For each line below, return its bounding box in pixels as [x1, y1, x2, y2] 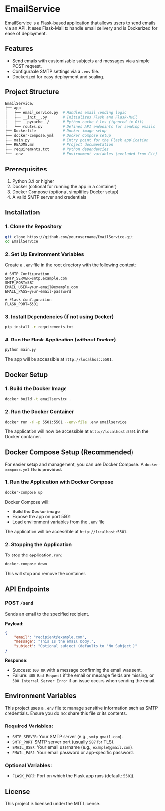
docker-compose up [5, 490, 43, 495]
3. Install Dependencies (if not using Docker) [5, 313, 114, 320]
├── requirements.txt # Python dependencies [5, 147, 109, 152]
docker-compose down [5, 561, 48, 566]
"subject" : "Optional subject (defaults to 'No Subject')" [14, 644, 138, 649]
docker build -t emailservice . [5, 396, 71, 401]
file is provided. [30, 466, 62, 472]
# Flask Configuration [5, 298, 52, 302]
